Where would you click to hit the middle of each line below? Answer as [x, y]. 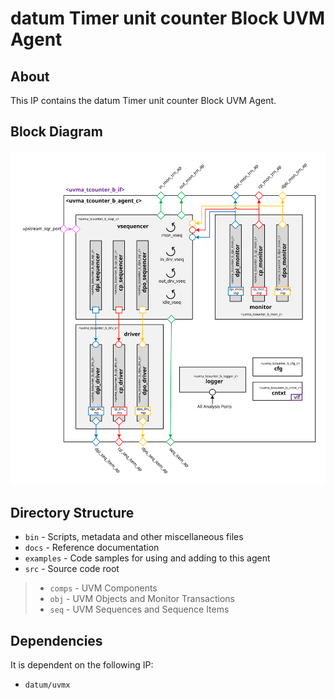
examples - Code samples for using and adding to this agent [147, 558]
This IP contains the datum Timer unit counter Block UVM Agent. [143, 100]
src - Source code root [72, 569]
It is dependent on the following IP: [82, 665]
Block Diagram [56, 132]
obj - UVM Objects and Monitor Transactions [142, 599]
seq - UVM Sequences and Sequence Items [139, 609]
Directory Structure [72, 513]
